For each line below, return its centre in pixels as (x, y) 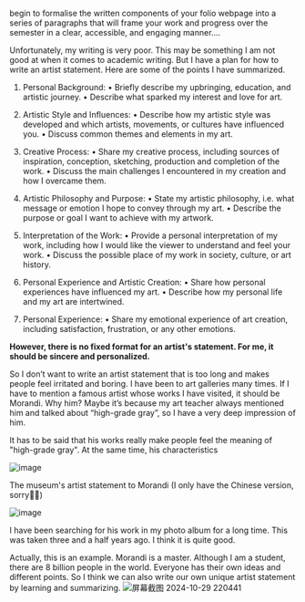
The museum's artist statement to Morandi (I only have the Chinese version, (152, 485)
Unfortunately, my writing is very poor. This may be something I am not (142, 50)
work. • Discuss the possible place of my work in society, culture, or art (157, 255)
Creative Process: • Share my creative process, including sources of (151, 151)
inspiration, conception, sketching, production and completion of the (151, 161)
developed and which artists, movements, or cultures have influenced (153, 124)
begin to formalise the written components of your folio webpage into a (143, 13)
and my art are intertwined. (73, 301)
